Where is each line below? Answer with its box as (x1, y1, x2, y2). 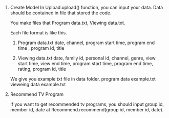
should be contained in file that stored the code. (10, 10, 112, 16)
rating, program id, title (17, 66, 67, 72)
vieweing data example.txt (10, 82, 66, 87)
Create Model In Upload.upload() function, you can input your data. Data (10, 5, 163, 10)
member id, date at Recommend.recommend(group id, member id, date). (10, 107, 164, 112)
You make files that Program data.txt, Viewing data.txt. (10, 20, 125, 26)
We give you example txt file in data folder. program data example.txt (10, 76, 156, 82)
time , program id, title (17, 45, 65, 51)
